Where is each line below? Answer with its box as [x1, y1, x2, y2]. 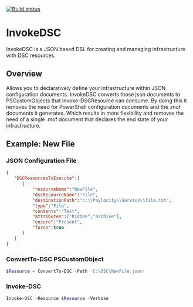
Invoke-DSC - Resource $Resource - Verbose [6, 296, 109, 302]
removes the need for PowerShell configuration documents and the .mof [6, 103, 181, 110]
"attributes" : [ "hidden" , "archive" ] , [32, 213, 122, 220]
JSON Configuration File [6, 156, 77, 165]
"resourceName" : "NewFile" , [32, 186, 99, 192]
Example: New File [6, 139, 75, 149]
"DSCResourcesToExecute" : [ [13, 175, 80, 182]
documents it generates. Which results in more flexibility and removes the [6, 109, 184, 116]
